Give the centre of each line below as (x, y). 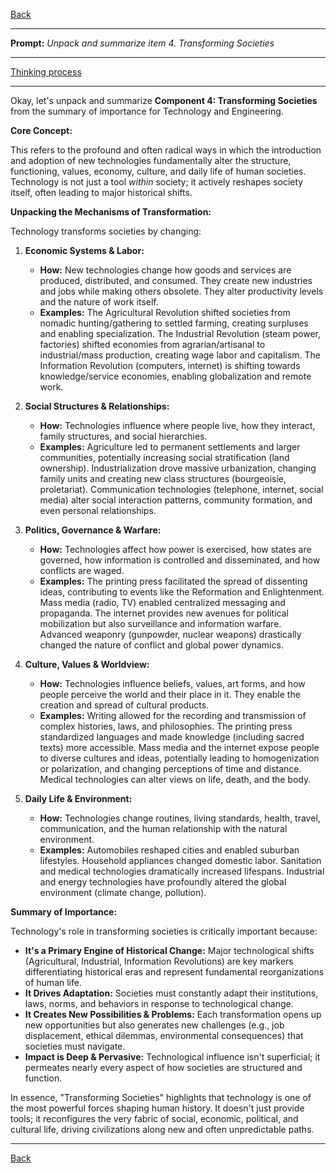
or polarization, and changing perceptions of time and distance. (170, 768)
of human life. (53, 982)
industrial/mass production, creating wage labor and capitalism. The (180, 355)
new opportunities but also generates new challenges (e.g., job (154, 1025)
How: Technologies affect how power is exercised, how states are (175, 549)
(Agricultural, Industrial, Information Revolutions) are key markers (159, 961)
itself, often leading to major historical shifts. (101, 192)
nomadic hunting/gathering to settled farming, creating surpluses (174, 323)
